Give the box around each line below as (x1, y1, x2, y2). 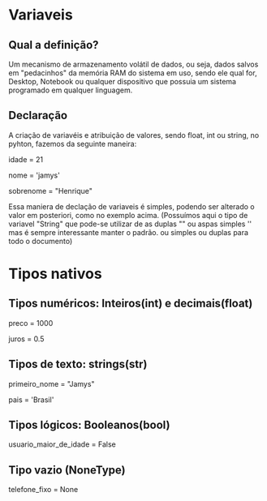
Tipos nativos (8, 265, 103, 283)
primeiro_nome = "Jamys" (8, 379, 95, 388)
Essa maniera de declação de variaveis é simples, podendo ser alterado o (8, 201, 256, 212)
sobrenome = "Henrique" (8, 186, 93, 195)
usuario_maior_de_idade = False (8, 439, 116, 449)
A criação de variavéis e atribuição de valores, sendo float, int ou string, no (8, 130, 260, 139)
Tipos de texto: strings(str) (8, 358, 148, 371)
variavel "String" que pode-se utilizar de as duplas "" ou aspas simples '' (8, 219, 252, 229)
